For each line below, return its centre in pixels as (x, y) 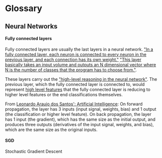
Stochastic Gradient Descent (34, 151)
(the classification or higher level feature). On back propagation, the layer (78, 114)
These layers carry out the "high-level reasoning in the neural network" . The (81, 79)
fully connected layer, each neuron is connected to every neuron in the (76, 54)
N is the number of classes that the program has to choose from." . (71, 70)
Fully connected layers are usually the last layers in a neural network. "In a (79, 49)
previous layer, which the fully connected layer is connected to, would (75, 84)
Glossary (24, 8)
